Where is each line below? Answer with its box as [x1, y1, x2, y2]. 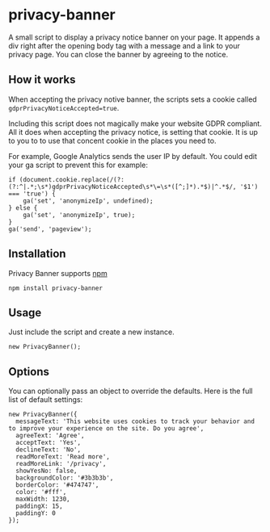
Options [8, 365, 50, 379]
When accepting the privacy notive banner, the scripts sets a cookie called [8, 94, 257, 104]
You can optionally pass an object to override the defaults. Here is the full [8, 386, 253, 396]
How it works [8, 73, 76, 86]
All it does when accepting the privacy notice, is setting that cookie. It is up [8, 127, 259, 136]
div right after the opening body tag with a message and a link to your [8, 40, 240, 50]
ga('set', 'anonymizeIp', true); [23, 211, 136, 219]
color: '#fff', [15, 488, 67, 496]
